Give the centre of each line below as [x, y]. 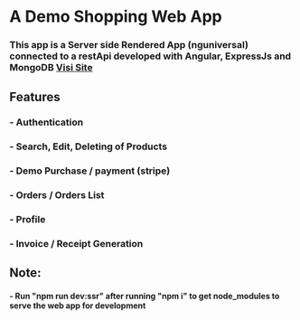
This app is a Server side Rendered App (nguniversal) [129, 45]
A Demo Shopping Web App [116, 17]
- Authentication [47, 122]
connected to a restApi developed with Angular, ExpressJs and [150, 56]
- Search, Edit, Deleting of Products [89, 146]
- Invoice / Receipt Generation [76, 244]
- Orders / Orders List [57, 195]
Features [35, 97]
